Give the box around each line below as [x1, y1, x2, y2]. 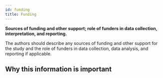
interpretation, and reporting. [5, 31, 67, 37]
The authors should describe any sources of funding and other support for [5, 40, 158, 46]
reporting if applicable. [5, 50, 52, 57]
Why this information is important [5, 65, 112, 73]
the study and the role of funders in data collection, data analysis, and [5, 45, 149, 51]
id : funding [5, 7, 30, 12]
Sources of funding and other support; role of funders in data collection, [5, 25, 158, 31]
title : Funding [5, 12, 37, 17]
